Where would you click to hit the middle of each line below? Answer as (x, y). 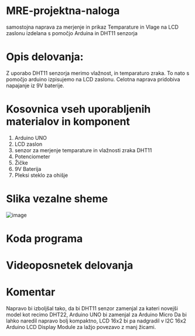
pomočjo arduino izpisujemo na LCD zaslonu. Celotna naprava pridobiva (93, 79)
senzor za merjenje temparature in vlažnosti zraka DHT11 (83, 150)
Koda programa (45, 239)
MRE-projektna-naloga (63, 11)
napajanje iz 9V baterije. (35, 85)
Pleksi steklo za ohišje (41, 175)
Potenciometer (32, 156)
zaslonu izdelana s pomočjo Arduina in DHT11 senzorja (72, 33)
